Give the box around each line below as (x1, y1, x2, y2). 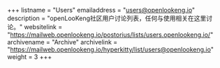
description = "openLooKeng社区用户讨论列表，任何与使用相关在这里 (7, 14, 207, 22)
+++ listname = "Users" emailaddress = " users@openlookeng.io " (7, 6, 196, 14)
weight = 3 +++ (7, 53, 52, 61)
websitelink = (24, 23, 63, 31)
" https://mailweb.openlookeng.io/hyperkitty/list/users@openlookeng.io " (7, 45, 214, 53)
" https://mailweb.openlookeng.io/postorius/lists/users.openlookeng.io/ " (7, 31, 214, 39)
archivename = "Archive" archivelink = (7, 38, 118, 46)
